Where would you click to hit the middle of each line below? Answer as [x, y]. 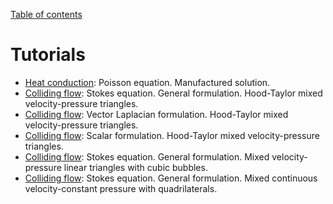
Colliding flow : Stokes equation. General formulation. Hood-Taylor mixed [173, 93]
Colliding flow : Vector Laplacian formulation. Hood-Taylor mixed [156, 114]
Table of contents [46, 14]
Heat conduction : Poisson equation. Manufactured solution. [147, 82]
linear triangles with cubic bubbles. [135, 167]
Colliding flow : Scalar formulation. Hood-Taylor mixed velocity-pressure [172, 135]
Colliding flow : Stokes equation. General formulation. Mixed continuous [171, 178]
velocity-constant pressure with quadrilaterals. [121, 188]
